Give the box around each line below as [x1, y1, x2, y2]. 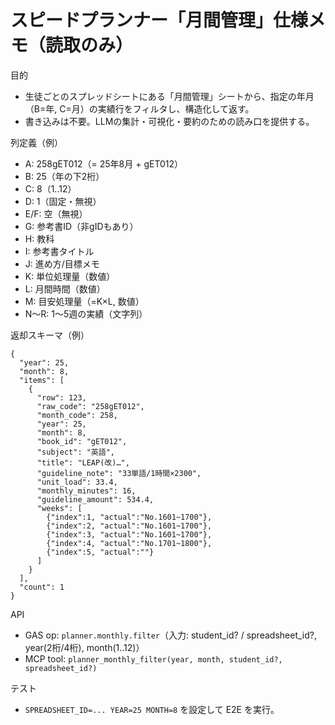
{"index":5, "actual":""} [46, 547, 155, 557]
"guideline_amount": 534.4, [36, 494, 155, 505]
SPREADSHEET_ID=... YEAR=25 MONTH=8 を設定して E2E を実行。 [24, 703, 280, 715]
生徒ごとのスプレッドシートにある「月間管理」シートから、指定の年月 [24, 90, 315, 102]
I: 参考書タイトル [24, 245, 95, 257]
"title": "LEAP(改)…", [36, 457, 130, 468]
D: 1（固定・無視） [24, 195, 102, 207]
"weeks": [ [36, 503, 83, 513]
